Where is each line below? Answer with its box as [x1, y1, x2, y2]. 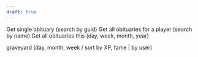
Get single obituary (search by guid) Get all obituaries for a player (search [6, 25, 192, 33]
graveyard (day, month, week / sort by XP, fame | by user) [6, 44, 153, 51]
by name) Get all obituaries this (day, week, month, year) [6, 32, 149, 39]
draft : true [6, 8, 37, 15]
